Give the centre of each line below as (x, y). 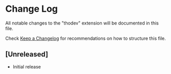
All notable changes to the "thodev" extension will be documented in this (82, 23)
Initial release (27, 66)
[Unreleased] (27, 54)
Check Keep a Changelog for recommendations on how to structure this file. (86, 38)
